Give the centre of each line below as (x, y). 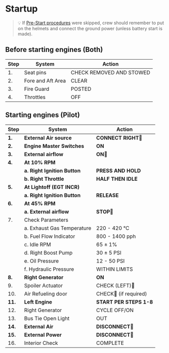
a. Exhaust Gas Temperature (58, 228)
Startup (22, 9)
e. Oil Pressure (41, 261)
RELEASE (107, 195)
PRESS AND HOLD (118, 171)
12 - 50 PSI (110, 261)
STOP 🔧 (105, 212)
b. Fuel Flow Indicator (50, 236)
